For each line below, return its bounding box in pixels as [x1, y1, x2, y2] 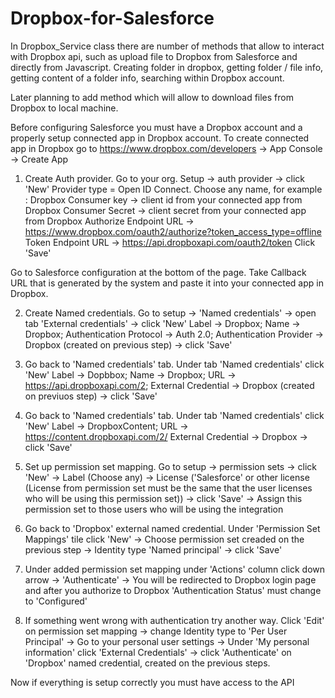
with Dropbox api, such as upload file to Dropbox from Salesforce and [10, 50, 298, 62]
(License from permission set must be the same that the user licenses [24, 482, 313, 494]
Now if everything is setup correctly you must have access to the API [10, 676, 295, 688]
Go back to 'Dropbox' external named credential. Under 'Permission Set [24, 522, 321, 534]
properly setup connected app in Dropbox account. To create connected [10, 132, 310, 144]
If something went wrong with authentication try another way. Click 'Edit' [24, 614, 325, 626]
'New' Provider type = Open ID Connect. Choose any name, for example [24, 183, 323, 195]
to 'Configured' [24, 595, 88, 607]
